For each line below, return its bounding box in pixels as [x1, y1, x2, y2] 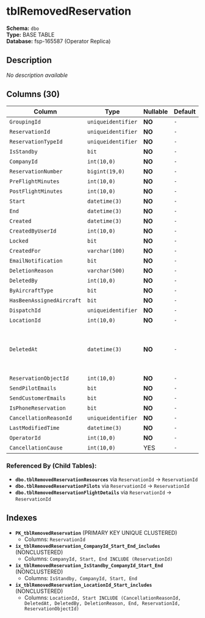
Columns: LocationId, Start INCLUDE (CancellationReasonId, [24, 594, 181, 601]
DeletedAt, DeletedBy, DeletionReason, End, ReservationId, [24, 600, 181, 606]
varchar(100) [87, 247, 125, 254]
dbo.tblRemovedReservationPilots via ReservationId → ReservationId [15, 482, 190, 489]
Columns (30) [6, 89, 60, 100]
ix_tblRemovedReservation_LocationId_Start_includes [15, 582, 153, 588]
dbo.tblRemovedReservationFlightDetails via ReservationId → [15, 489, 172, 496]
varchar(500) [87, 267, 125, 274]
